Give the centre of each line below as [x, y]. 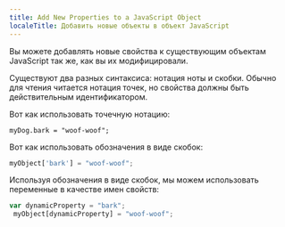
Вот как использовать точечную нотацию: [90, 114]
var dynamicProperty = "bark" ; [67, 206]
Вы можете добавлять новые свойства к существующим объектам [138, 51]
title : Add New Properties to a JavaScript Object [105, 17]
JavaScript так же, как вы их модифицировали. [99, 61]
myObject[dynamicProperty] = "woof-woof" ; [93, 215]
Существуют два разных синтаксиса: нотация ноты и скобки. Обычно [143, 77]
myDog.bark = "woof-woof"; [59, 130]
